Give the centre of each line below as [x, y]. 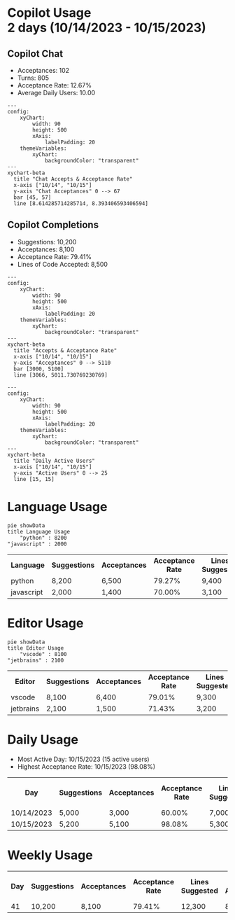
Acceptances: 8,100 [46, 249]
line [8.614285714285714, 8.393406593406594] [81, 204]
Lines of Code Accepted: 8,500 [63, 264]
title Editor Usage [36, 648]
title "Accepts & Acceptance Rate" [65, 350]
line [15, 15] [34, 479]
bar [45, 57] [33, 197]
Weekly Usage [50, 855]
